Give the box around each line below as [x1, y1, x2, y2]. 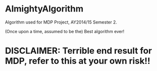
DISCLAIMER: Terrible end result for [5, 46, 152, 56]
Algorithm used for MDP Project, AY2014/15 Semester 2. [5, 19, 117, 25]
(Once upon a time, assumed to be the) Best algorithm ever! [5, 28, 125, 34]
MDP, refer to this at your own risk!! [5, 56, 151, 67]
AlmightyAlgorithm [5, 3, 84, 14]
